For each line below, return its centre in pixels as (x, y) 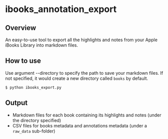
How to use (23, 61)
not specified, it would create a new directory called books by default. (77, 78)
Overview (21, 28)
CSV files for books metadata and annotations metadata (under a (79, 125)
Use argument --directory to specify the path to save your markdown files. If (84, 73)
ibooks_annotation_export (61, 9)
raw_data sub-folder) (34, 131)
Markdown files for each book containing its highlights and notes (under (87, 115)
